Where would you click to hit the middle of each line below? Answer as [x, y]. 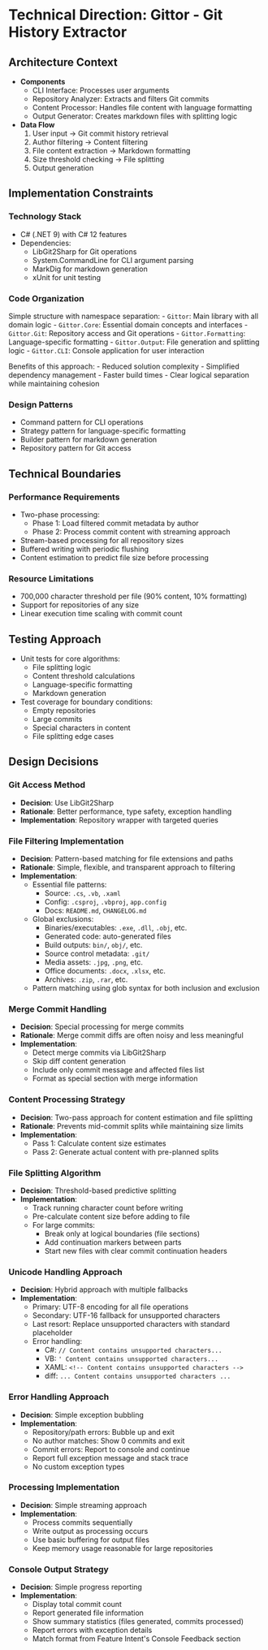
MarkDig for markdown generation [90, 269]
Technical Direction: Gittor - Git [116, 15]
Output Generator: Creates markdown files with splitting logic [135, 116]
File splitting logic [62, 667]
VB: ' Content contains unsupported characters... [132, 1358]
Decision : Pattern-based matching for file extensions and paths [127, 859]
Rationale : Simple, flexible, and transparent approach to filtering [128, 867]
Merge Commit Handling [58, 1009]
